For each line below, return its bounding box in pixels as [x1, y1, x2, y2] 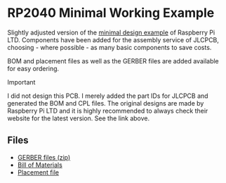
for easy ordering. [7, 64, 60, 72]
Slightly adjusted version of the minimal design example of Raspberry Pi [7, 28, 215, 37]
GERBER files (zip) [17, 153, 71, 161]
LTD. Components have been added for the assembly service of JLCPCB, [7, 35, 220, 44]
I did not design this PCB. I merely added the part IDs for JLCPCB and [7, 91, 208, 100]
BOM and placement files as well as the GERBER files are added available [7, 56, 219, 65]
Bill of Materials [17, 160, 63, 169]
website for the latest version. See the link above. [7, 114, 150, 122]
